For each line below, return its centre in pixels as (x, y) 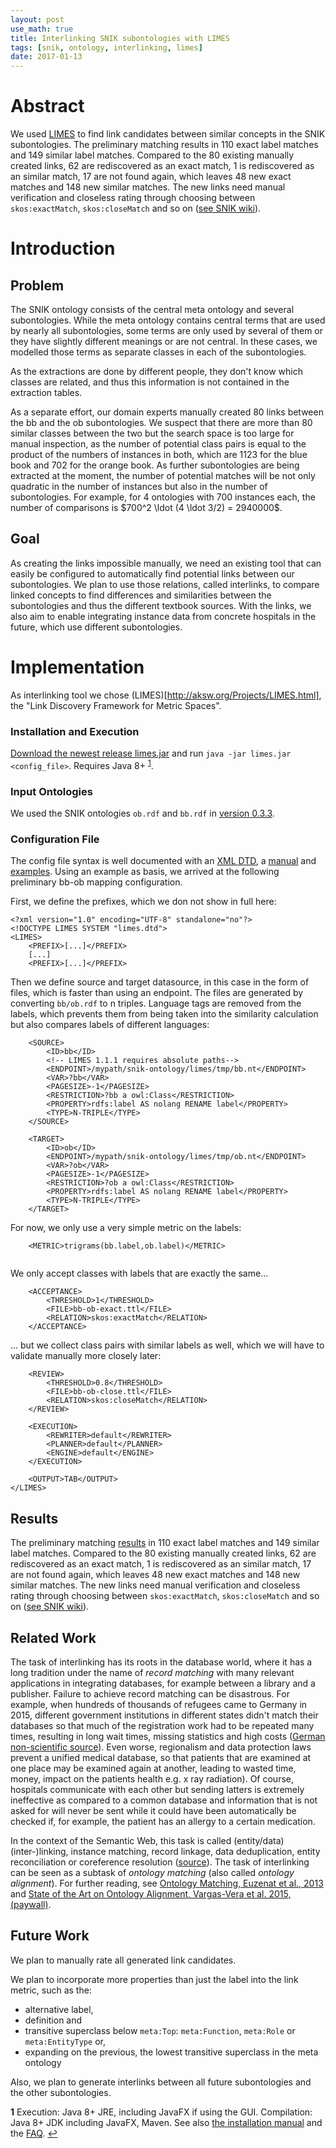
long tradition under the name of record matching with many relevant (152, 1672)
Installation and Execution (75, 731)
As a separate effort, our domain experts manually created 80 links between (167, 412)
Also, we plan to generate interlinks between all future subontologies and (161, 2082)
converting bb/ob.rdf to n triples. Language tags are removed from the (156, 1003)
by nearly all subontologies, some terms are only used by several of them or (167, 331)
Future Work (50, 1936)
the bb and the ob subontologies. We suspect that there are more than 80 (161, 423)
